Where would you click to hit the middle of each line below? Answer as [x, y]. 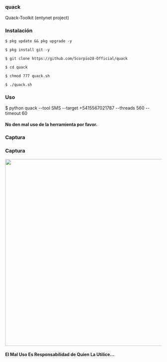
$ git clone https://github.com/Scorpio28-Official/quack [66, 58]
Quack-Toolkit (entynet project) [37, 18]
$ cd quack [16, 67]
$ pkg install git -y [28, 50]
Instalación [19, 31]
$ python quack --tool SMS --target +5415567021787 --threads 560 [75, 108]
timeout [13, 113]
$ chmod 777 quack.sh [28, 76]
